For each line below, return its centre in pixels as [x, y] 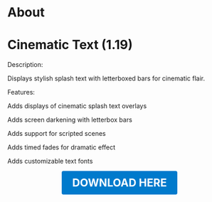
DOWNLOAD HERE [120, 183]
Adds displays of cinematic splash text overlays [77, 106]
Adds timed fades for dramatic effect [62, 147]
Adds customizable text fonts [50, 161]
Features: [21, 92]
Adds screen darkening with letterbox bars [70, 120]
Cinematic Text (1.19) [70, 45]
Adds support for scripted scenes [57, 134]
